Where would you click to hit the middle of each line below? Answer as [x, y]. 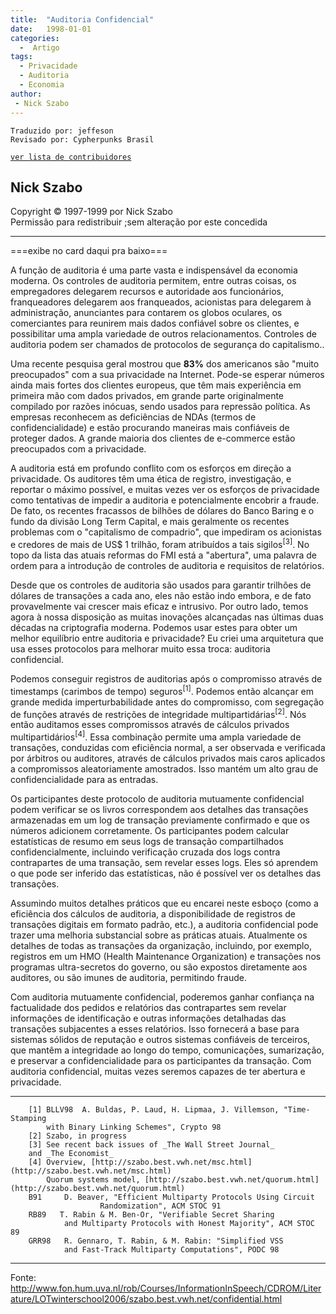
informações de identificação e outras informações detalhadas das [148, 1018]
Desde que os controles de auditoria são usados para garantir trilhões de [161, 585]
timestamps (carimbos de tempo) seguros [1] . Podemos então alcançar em [162, 690]
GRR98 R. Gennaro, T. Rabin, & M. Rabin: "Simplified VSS [156, 1241]
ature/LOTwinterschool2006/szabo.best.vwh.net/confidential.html [146, 1298]
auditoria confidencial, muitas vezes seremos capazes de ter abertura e [158, 1071]
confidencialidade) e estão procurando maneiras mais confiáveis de [150, 428]
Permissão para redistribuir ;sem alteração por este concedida [139, 222]
